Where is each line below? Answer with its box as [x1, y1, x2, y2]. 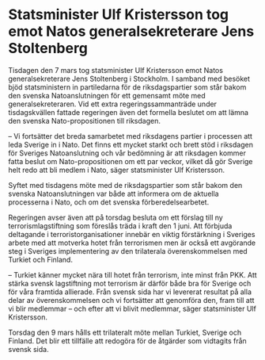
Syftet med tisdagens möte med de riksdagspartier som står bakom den [8, 180, 243, 190]
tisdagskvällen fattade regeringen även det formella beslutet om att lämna [8, 107, 249, 117]
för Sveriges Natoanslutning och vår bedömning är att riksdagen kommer [8, 148, 247, 158]
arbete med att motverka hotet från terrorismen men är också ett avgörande [8, 238, 256, 247]
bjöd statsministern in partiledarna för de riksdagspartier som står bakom [8, 82, 247, 92]
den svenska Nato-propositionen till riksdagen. [8, 116, 161, 125]
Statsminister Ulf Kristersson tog [8, 6, 229, 24]
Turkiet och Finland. [8, 255, 74, 264]
